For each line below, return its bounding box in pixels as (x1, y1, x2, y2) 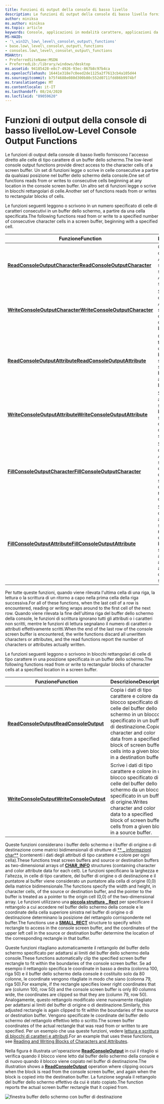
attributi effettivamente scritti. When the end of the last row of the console (5, 626, 153, 632)
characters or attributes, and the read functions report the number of (5, 636, 144, 642)
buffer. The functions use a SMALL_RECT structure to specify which (5, 920, 142, 926)
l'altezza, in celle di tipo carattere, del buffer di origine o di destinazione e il (5, 873, 156, 879)
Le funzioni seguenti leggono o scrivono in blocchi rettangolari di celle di (5, 651, 151, 657)
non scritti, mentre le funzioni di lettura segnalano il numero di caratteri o (5, 621, 151, 627)
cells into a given (110, 748, 149, 754)
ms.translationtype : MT (5, 80, 54, 85)
